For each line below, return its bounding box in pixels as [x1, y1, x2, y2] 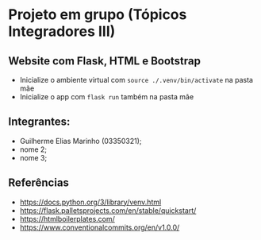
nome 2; [19, 145, 48, 154]
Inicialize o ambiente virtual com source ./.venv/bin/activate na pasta [19, 75, 254, 84]
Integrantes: [8, 115, 71, 129]
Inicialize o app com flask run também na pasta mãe [19, 92, 194, 101]
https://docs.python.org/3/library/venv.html [19, 197, 162, 207]
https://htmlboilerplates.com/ [19, 214, 115, 223]
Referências [8, 176, 70, 190]
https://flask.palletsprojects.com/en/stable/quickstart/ [19, 205, 197, 215]
